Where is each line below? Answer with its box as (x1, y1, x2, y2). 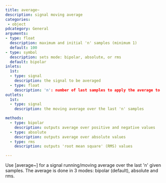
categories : (5, 17, 30, 22)
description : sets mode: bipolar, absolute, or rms (10, 54, 122, 60)
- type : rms (10, 139, 36, 144)
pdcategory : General (5, 26, 49, 31)
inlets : (5, 64, 22, 69)
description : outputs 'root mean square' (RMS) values (14, 144, 133, 149)
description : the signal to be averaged (14, 78, 101, 83)
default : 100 (10, 45, 38, 50)
